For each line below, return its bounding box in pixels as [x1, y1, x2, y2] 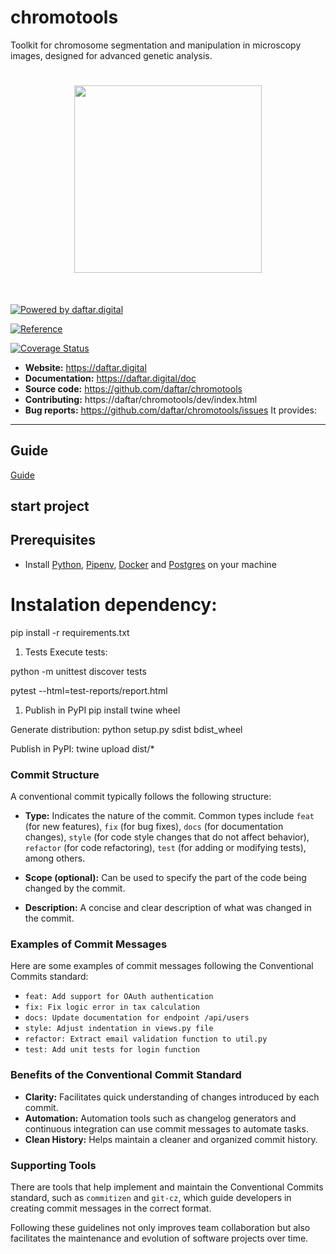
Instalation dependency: [10, 594, 218, 616]
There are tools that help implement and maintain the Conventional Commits [10, 1181, 324, 1193]
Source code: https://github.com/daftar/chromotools [24, 382, 243, 395]
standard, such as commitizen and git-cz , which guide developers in [10, 1192, 292, 1204]
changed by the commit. [24, 882, 126, 895]
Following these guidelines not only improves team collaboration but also [10, 1222, 311, 1234]
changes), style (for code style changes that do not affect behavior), [24, 831, 310, 843]
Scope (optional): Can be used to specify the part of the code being [24, 872, 307, 884]
